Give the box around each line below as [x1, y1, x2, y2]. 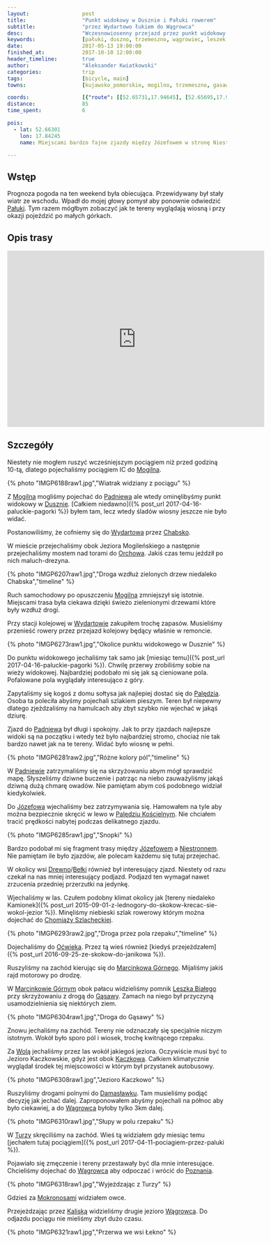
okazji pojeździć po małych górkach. [7, 212, 113, 220]
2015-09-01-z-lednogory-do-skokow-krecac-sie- [75, 900, 218, 909]
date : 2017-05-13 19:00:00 [7, 43, 141, 49]
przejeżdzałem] [171, 942, 217, 951]
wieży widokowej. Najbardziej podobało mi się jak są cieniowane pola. [7, 668, 209, 677]
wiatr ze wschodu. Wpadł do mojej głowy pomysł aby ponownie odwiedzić [7, 196, 221, 206]
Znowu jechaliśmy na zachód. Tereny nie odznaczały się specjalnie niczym [7, 1026, 222, 1035]
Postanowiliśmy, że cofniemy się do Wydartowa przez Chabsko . [7, 527, 191, 536]
